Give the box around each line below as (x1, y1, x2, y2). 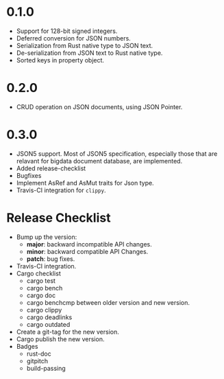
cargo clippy (26, 306, 62, 314)
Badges (16, 342, 38, 350)
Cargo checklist (16, 269, 61, 277)
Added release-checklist (16, 164, 86, 172)
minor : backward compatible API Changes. (26, 247, 149, 255)
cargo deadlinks (26, 313, 73, 321)
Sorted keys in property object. (16, 56, 104, 64)
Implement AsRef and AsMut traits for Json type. (16, 179, 155, 187)
